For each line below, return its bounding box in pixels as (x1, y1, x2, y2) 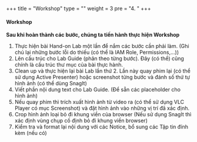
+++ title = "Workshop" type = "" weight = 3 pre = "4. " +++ (6, 5, 151, 12)
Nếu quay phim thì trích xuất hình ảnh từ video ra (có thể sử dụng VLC (14, 99, 184, 106)
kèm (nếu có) (14, 130, 47, 137)
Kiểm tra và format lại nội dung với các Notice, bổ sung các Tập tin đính (14, 123, 189, 130)
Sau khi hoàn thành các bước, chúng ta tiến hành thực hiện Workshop (6, 32, 180, 39)
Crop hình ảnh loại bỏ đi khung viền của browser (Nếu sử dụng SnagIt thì (14, 111, 192, 118)
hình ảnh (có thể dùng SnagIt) (14, 80, 87, 87)
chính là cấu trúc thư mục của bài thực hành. (14, 61, 123, 68)
